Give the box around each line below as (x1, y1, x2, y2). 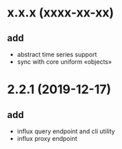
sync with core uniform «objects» (16, 58, 112, 66)
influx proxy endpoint (16, 135, 77, 142)
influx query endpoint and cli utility (16, 127, 115, 135)
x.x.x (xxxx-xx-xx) (7, 5, 114, 21)
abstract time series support (16, 50, 97, 58)
